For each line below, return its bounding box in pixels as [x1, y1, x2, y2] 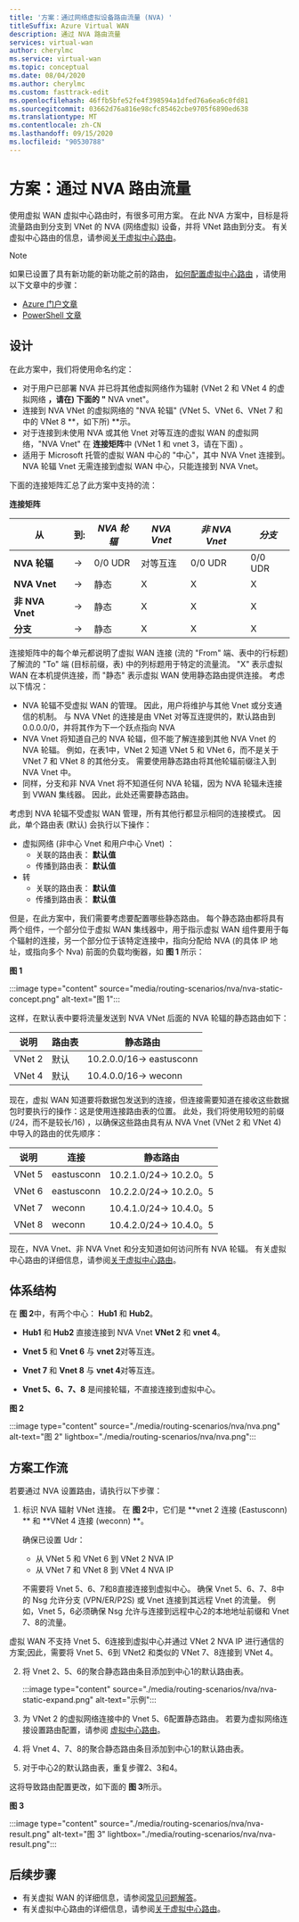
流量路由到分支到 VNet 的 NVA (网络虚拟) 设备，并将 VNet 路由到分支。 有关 [9, 220, 288, 232]
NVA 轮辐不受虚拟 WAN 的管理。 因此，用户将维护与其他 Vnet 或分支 [21, 699, 275, 710]
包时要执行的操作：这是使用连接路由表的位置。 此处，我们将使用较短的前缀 [9, 1105, 285, 1116]
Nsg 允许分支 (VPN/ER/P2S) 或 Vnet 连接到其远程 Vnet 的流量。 [32, 1595, 266, 1605]
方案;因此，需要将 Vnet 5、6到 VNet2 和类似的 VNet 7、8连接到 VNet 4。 [9, 1647, 279, 1658]
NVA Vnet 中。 [21, 766, 77, 777]
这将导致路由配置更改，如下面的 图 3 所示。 [9, 1781, 167, 1793]
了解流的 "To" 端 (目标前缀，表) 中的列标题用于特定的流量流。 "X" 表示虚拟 [9, 658, 283, 669]
